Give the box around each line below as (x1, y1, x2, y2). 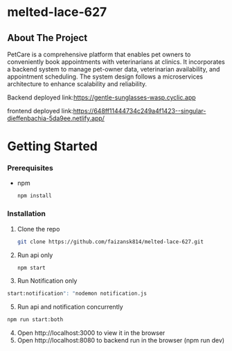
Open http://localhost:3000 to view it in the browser (17, 329, 166, 337)
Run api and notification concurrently (17, 303, 123, 311)
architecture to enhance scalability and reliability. (7, 80, 148, 88)
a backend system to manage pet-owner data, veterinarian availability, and (7, 65, 220, 73)
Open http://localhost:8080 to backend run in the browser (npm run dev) (17, 336, 225, 345)
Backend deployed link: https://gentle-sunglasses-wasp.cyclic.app (7, 93, 196, 101)
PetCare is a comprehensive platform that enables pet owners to (7, 50, 191, 58)
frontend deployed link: (7, 107, 74, 115)
